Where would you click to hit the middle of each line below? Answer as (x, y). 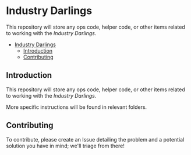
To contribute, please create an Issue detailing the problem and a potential (95, 139)
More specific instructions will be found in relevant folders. (77, 107)
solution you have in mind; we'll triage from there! (66, 146)
